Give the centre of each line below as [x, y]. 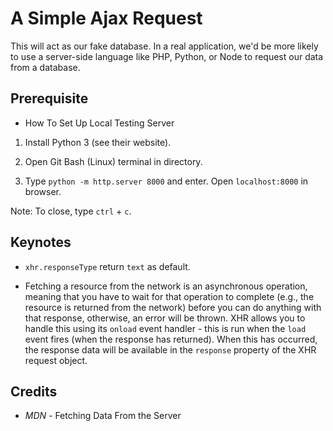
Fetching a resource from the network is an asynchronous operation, [166, 286]
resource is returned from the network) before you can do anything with [173, 307]
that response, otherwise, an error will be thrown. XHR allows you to [165, 318]
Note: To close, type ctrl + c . [71, 211]
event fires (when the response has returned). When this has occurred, [171, 339]
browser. [43, 191]
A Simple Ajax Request [106, 18]
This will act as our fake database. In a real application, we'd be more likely [164, 46]
